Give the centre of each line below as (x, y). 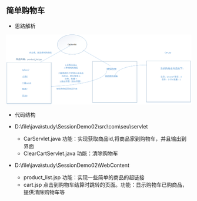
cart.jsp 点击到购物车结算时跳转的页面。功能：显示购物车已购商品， (105, 185)
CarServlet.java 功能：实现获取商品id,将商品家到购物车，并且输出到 (105, 139)
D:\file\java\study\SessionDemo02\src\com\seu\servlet (81, 127)
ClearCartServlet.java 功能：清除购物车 (71, 154)
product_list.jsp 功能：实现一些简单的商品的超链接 (84, 177)
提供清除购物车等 (44, 192)
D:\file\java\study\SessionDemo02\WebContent (72, 165)
